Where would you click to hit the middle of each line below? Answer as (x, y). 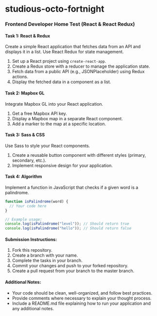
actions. (20, 77)
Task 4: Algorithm (24, 177)
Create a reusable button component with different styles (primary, (79, 155)
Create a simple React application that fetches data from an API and (73, 47)
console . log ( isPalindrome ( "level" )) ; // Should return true (67, 224)
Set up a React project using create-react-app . (59, 61)
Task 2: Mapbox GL (25, 93)
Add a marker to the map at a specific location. (59, 124)
